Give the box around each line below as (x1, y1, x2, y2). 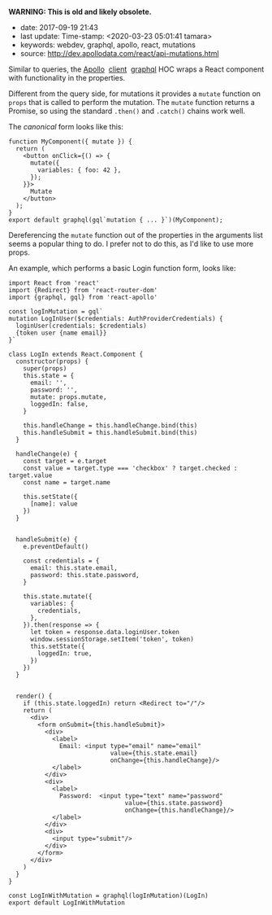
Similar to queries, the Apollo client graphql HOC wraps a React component (8, 64, 265, 74)
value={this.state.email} (110, 749, 198, 757)
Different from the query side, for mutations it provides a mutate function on (8, 89, 261, 99)
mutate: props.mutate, (29, 393, 107, 401)
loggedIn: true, (37, 650, 93, 658)
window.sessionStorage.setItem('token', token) (29, 635, 195, 643)
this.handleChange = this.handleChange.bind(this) (23, 422, 198, 430)
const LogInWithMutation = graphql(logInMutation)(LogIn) (8, 891, 209, 900)
